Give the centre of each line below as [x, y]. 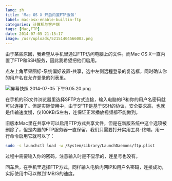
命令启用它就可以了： [32, 136]
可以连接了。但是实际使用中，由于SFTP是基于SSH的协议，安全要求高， [81, 106]
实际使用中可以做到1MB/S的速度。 [41, 173]
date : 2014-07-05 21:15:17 [34, 34]
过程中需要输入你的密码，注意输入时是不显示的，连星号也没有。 [73, 156]
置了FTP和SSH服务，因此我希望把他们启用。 [52, 60]
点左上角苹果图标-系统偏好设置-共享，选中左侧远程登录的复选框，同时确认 [84, 71]
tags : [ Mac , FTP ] [23, 29]
